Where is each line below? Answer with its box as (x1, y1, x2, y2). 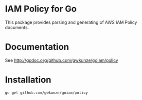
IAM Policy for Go (5, 3, 77, 14)
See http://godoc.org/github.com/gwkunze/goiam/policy (5, 57, 118, 63)
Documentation (5, 42, 70, 53)
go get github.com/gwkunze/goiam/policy (5, 90, 89, 95)
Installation (5, 74, 52, 86)
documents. (5, 24, 29, 30)
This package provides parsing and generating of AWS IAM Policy (5, 19, 137, 25)
